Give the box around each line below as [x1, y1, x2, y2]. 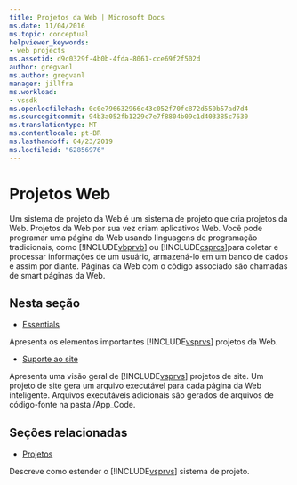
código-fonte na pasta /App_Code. [9, 400, 136, 410]
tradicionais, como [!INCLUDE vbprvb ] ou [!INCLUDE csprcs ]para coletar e [9, 241, 278, 252]
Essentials [21, 319, 60, 330]
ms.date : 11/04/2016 [9, 21, 86, 30]
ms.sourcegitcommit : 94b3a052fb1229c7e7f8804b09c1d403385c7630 [9, 112, 249, 121]
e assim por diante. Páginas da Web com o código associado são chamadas [9, 260, 288, 271]
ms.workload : [9, 87, 58, 96]
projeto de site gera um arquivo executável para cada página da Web [9, 380, 262, 392]
